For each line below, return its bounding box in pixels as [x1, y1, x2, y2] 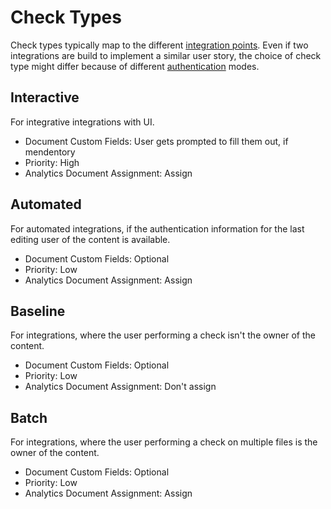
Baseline [10, 302, 66, 320]
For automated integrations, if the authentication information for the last [10, 222, 305, 235]
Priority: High [24, 156, 80, 168]
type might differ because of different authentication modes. [10, 60, 260, 72]
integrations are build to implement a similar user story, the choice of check [10, 49, 322, 61]
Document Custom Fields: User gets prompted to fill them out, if [24, 135, 289, 147]
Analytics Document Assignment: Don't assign [24, 381, 217, 393]
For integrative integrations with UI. [10, 116, 155, 128]
